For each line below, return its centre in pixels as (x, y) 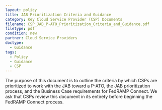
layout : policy (21, 10)
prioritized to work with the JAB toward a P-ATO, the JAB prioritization (78, 86)
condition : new (21, 33)
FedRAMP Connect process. (34, 102)
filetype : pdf (20, 29)
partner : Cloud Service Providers (42, 38)
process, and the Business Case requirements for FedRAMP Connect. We (81, 91)
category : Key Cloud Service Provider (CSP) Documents (64, 19)
